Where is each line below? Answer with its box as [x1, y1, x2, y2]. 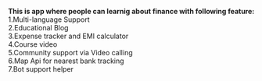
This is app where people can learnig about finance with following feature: [8, 7, 255, 16]
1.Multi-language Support [8, 15, 90, 24]
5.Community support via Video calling [8, 48, 133, 57]
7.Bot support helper [8, 65, 74, 73]
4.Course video [8, 40, 58, 49]
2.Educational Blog [8, 23, 69, 32]
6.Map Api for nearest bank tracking [8, 56, 124, 65]
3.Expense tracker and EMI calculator [8, 31, 129, 40]
